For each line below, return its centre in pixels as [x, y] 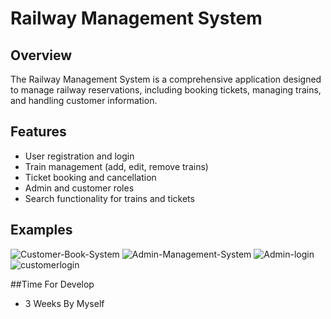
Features [38, 132]
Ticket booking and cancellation [90, 177]
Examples [41, 230]
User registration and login [79, 156]
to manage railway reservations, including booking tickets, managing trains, [166, 90]
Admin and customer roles [79, 188]
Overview [41, 55]
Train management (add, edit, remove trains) [116, 166]
